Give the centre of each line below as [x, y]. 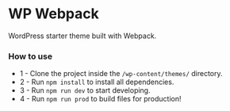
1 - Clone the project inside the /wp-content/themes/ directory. [121, 74]
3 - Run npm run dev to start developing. [85, 90]
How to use [31, 56]
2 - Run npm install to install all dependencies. [97, 82]
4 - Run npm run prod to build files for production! [100, 99]
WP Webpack [54, 14]
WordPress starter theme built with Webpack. [82, 36]
